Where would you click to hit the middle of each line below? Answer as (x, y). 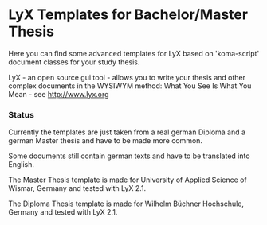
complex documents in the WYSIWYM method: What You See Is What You (130, 86)
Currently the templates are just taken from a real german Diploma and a (127, 132)
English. (21, 165)
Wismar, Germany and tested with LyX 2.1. (77, 188)
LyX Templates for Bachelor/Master (128, 15)
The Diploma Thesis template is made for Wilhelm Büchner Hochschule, (126, 204)
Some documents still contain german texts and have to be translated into (129, 156)
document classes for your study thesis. (74, 62)
